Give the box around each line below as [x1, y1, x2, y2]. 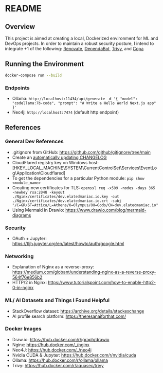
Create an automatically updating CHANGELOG [12, 154, 107, 160]
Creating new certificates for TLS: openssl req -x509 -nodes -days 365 [12, 184, 156, 191]
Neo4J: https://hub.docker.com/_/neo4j [12, 347, 91, 352]
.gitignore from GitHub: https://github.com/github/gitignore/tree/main [12, 149, 151, 155]
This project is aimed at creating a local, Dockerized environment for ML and [5, 35, 159, 41]
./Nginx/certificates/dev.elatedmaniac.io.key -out [12, 194, 119, 199]
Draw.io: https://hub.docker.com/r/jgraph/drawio [12, 336, 109, 342]
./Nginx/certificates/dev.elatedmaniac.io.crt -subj [12, 198, 122, 203]
